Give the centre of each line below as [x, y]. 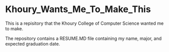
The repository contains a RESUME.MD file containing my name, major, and [83, 38]
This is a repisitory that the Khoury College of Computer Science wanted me [84, 23]
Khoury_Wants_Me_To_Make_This [78, 9]
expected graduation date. [33, 43]
